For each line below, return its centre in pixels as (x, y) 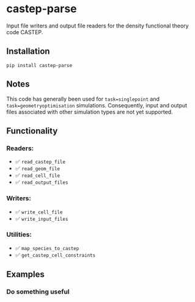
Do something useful (38, 292)
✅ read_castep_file (40, 162)
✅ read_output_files (42, 182)
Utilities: (19, 235)
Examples (25, 274)
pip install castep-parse (39, 65)
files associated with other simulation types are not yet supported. (90, 112)
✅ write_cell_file (39, 212)
